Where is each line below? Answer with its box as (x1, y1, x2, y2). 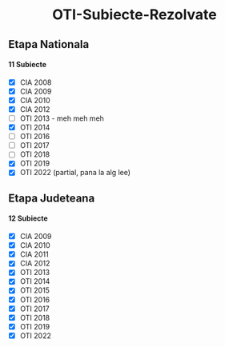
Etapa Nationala (8, 38, 90, 51)
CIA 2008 (19, 78, 52, 87)
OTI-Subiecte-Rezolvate (51, 6, 218, 24)
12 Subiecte (8, 213, 48, 223)
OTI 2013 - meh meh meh (19, 114, 104, 123)
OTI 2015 (19, 285, 50, 295)
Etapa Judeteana (8, 191, 95, 205)
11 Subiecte (8, 60, 46, 70)
